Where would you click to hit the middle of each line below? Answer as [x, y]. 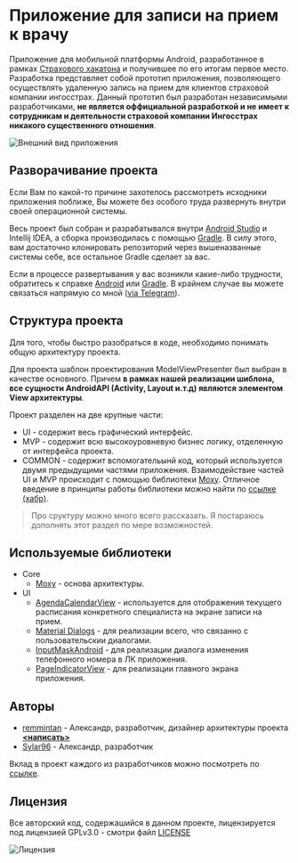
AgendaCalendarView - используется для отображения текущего [158, 603]
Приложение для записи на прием [144, 16]
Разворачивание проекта [84, 171]
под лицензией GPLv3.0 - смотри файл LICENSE [100, 832]
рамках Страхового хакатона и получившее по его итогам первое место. [149, 69]
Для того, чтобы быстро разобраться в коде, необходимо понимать [139, 342]
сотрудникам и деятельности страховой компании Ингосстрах [133, 116]
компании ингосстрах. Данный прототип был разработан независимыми [149, 97]
